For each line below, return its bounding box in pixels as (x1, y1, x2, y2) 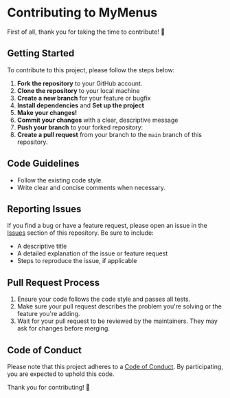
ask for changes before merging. (16, 324, 110, 333)
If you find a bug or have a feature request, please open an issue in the (7, 222, 207, 230)
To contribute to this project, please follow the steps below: (7, 65, 175, 74)
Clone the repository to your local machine (16, 86, 140, 94)
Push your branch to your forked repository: (16, 123, 143, 132)
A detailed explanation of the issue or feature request (16, 249, 168, 258)
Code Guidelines (7, 158, 80, 169)
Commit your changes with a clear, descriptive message (16, 116, 179, 124)
